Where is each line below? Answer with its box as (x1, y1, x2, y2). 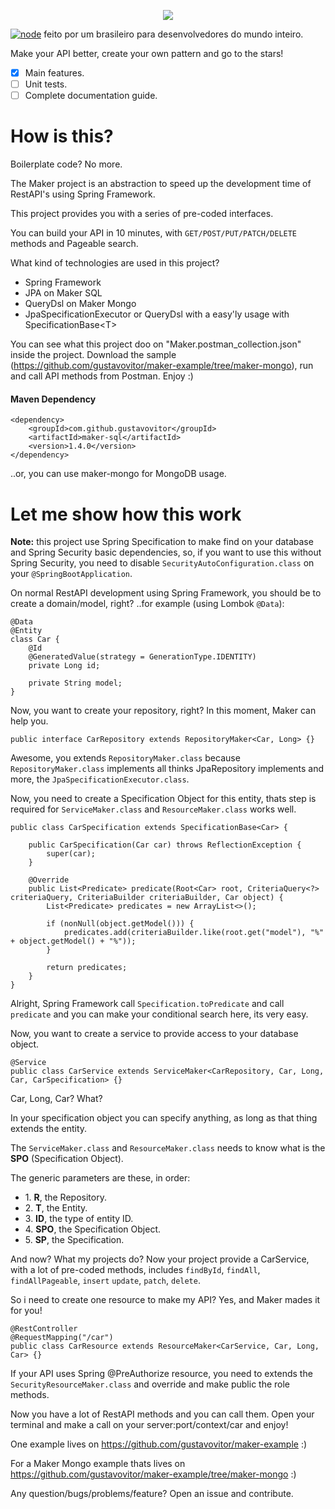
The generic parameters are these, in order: (10, 1172, 191, 1184)
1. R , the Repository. (24, 1191, 107, 1204)
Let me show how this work (10, 503, 242, 525)
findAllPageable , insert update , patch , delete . (10, 1275, 201, 1287)
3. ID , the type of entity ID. (24, 1213, 134, 1225)
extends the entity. (10, 1123, 88, 1135)
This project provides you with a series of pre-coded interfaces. (10, 208, 274, 220)
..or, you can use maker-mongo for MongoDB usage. (10, 468, 227, 480)
